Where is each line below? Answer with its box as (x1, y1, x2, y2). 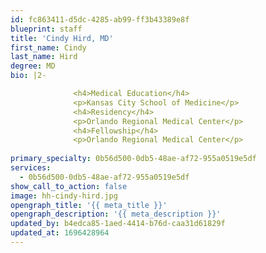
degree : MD (10, 61, 56, 71)
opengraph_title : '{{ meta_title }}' (10, 200, 168, 210)
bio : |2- (10, 71, 47, 81)
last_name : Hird (10, 52, 78, 62)
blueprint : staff (10, 24, 83, 34)
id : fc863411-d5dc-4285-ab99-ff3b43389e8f (10, 14, 190, 25)
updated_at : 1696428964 (10, 228, 110, 238)
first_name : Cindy (10, 42, 87, 53)
